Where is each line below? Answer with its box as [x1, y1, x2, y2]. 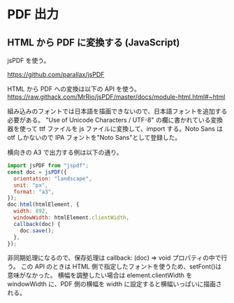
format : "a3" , [13, 188, 54, 195]
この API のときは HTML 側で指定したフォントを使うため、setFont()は [20, 262, 222, 271]
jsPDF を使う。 [7, 57, 50, 64]
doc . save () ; [20, 227, 54, 234]
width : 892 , [13, 208, 49, 215]
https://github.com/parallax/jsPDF [7, 71, 105, 78]
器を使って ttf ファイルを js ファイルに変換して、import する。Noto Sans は [7, 125, 224, 133]
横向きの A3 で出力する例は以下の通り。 [7, 148, 123, 156]
